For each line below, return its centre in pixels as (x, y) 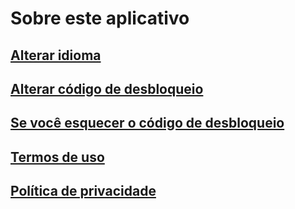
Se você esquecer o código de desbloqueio (147, 123)
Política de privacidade (83, 191)
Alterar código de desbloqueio (107, 88)
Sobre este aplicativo (100, 18)
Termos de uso (57, 157)
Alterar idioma (56, 55)
